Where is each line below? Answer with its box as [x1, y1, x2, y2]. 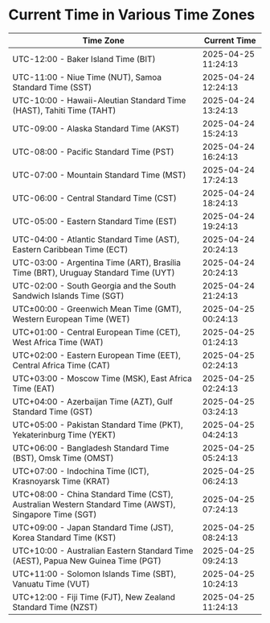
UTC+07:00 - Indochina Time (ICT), [12, 465, 149, 476]
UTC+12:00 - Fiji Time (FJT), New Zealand [12, 591, 175, 602]
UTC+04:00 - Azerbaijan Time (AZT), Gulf [12, 396, 173, 407]
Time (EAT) [12, 383, 55, 394]
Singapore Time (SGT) [12, 509, 97, 520]
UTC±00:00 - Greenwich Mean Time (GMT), [12, 303, 182, 314]
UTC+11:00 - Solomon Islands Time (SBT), [12, 568, 177, 579]
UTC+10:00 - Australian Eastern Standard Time [12, 545, 194, 556]
